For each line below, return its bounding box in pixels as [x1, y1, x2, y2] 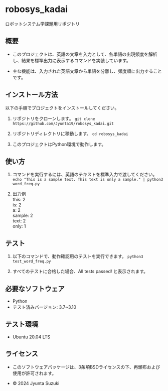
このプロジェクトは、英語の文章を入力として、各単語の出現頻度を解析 [12, 51, 157, 57]
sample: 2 [12, 212, 33, 219]
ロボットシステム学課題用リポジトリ [5, 21, 80, 27]
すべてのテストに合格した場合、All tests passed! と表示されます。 [12, 269, 148, 275]
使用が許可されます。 [12, 370, 57, 376]
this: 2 [12, 197, 26, 203]
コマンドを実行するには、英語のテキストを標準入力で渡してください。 [12, 172, 157, 178]
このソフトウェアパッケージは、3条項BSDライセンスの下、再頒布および [12, 364, 160, 370]
